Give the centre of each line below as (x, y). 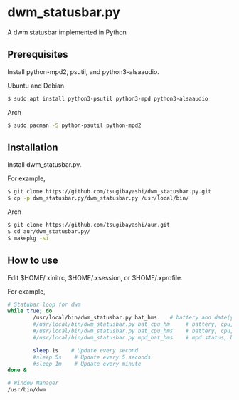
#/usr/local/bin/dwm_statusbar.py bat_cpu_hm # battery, (126, 324)
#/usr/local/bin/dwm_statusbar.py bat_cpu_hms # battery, (126, 331)
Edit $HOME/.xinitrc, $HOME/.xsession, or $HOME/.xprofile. (95, 277)
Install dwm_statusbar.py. (44, 165)
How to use (33, 261)
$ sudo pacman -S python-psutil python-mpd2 (74, 125)
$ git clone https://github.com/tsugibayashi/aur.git (89, 225)
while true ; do (30, 311)
